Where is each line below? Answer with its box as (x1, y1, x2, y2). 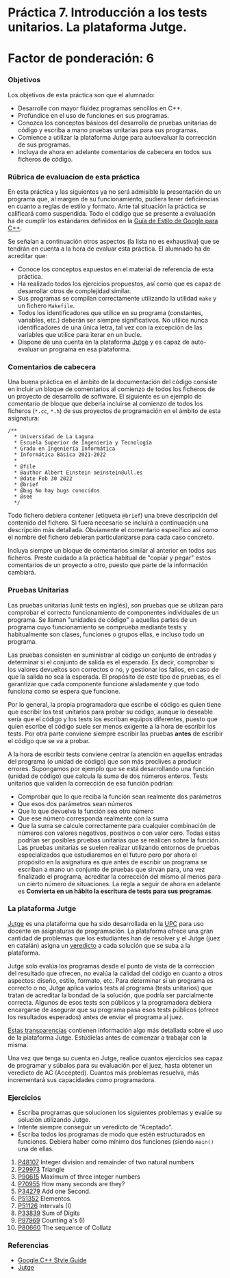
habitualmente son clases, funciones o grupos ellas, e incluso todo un (8, 630, 205, 638)
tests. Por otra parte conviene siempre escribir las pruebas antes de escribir (8, 729, 223, 738)
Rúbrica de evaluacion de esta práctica (8, 172, 140, 181)
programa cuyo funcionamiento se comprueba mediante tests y (8, 623, 188, 631)
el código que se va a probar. (8, 736, 90, 744)
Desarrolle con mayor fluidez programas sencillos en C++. (17, 104, 183, 112)
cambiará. (8, 568, 36, 577)
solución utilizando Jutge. (17, 1116, 91, 1124)
